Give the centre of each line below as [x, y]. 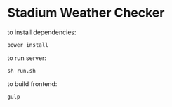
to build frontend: [32, 84]
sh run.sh [22, 71]
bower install [28, 45]
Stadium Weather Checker [86, 13]
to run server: [27, 58]
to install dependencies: [42, 32]
